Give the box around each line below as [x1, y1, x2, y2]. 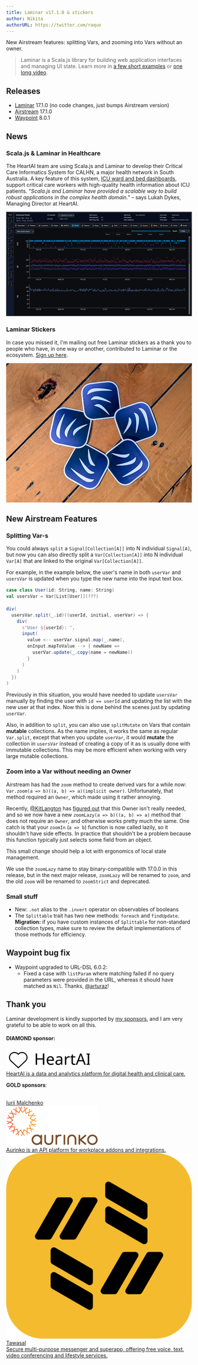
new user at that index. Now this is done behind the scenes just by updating [6, 704, 190, 711]
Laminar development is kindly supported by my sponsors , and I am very [6, 1015, 183, 1022]
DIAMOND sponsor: [6, 1035, 56, 1042]
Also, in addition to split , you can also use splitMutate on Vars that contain [6, 721, 190, 728]
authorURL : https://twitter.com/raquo [6, 22, 101, 28]
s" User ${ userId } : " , [21, 625, 75, 631]
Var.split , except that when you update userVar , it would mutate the [6, 734, 174, 741]
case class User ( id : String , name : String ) [6, 587, 115, 594]
